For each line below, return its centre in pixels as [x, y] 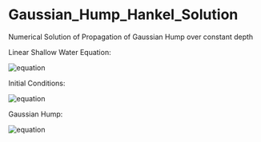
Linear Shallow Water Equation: [60, 52]
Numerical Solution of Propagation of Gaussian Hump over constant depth [131, 37]
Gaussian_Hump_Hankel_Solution [123, 15]
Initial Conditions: [37, 83]
